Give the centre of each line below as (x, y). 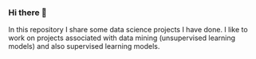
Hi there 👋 (28, 13)
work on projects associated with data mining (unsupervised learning (122, 38)
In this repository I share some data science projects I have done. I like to (128, 30)
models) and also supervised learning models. (84, 46)
